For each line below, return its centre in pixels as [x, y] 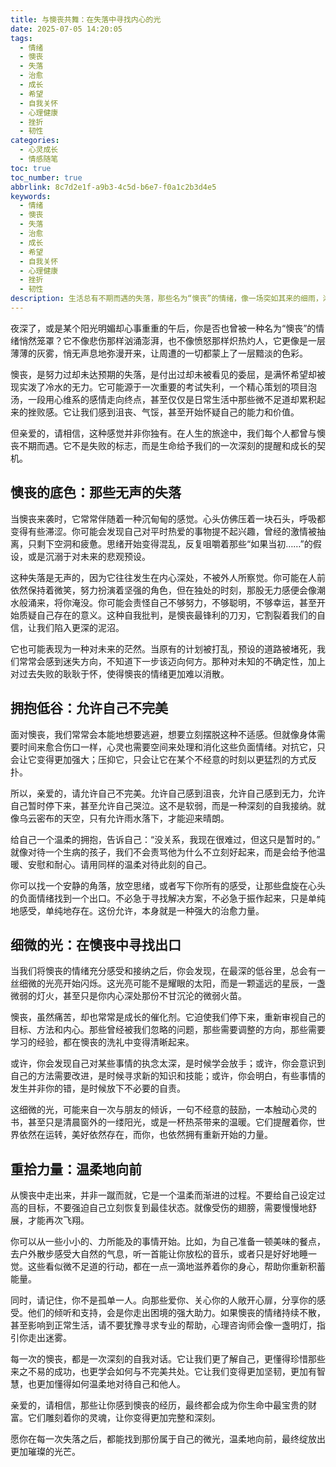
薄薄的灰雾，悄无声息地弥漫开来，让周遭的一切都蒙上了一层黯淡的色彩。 [159, 353]
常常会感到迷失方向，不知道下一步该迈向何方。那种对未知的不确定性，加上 [172, 661]
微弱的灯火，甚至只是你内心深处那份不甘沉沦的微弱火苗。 [128, 996]
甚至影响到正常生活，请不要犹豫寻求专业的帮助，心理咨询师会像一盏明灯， [163, 1325]
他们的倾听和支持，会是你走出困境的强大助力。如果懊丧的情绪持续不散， [176, 1313]
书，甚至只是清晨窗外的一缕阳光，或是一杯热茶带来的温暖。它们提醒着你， [163, 1122]
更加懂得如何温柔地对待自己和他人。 [111, 1384]
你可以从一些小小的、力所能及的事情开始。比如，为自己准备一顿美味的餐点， [168, 1242]
